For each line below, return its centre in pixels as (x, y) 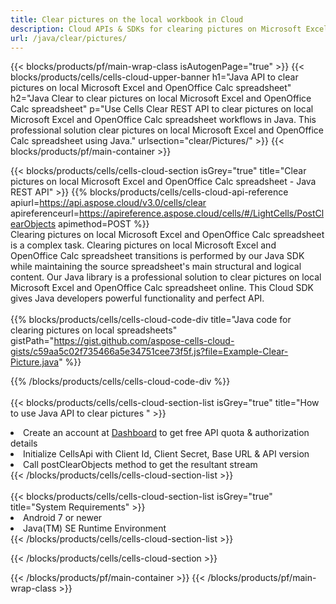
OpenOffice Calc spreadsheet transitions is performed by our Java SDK (157, 256)
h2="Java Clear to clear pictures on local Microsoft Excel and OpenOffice (161, 98)
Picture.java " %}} (46, 362)
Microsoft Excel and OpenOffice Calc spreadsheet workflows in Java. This (163, 120)
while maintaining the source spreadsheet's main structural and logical (156, 267)
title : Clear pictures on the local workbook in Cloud (127, 19)
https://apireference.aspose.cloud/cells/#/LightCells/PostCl (202, 213)
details (24, 443)
